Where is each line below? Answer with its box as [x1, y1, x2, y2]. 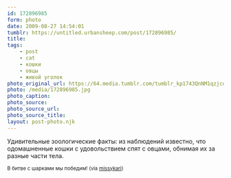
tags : [7, 42, 23, 49]
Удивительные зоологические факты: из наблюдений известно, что [7, 137, 206, 145]
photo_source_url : [7, 105, 60, 112]
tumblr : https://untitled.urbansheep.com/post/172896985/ [7, 29, 177, 36]
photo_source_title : [7, 112, 67, 118]
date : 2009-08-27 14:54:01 [7, 23, 85, 29]
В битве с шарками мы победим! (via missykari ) [7, 165, 124, 172]
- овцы [19, 67, 38, 74]
